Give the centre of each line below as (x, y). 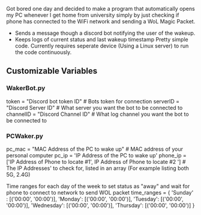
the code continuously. (43, 52)
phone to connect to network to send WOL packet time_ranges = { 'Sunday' (100, 192)
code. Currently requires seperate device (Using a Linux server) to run (102, 46)
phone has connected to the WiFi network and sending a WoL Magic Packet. (101, 21)
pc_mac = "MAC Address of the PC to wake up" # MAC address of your (94, 149)
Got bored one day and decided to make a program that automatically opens (100, 9)
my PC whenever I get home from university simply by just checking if (93, 15)
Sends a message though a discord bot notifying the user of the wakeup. (105, 33)
